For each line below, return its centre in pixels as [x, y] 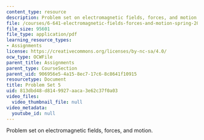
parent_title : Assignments [40, 62]
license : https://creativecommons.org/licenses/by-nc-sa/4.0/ [87, 52]
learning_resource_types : [39, 40]
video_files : [23, 96]
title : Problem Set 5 [34, 85]
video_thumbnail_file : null [47, 102]
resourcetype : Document [36, 79]
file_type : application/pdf [42, 35]
